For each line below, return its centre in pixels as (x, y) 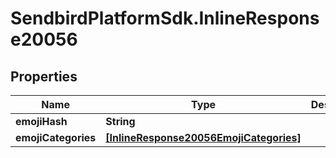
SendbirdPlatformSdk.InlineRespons (165, 18)
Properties (44, 76)
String (120, 121)
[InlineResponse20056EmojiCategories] (203, 137)
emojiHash (41, 121)
